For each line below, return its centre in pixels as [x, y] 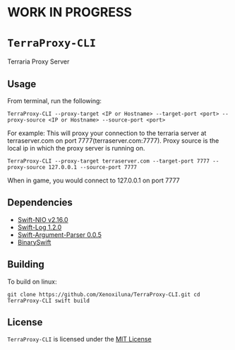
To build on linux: [32, 281]
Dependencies [40, 203]
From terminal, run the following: [55, 100]
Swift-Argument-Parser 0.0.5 [60, 235]
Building [26, 265]
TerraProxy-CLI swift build [49, 301]
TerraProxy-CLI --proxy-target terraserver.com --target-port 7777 [109, 161]
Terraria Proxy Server [38, 62]
